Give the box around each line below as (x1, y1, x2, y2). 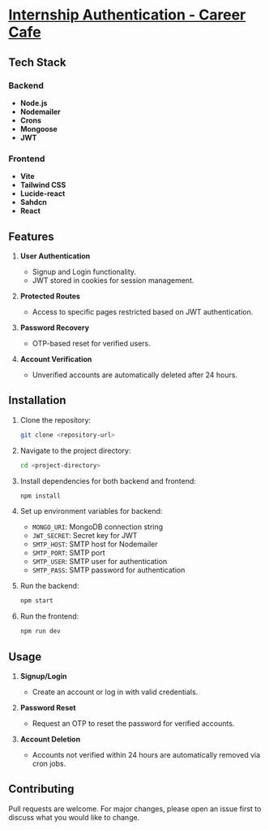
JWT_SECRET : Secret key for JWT (32, 531, 138, 541)
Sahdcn (19, 198, 47, 207)
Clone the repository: (19, 415, 92, 424)
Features (8, 229, 54, 243)
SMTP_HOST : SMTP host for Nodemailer (32, 539, 158, 550)
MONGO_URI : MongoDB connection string (32, 522, 164, 532)
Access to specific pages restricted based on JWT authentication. (32, 306, 254, 316)
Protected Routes (19, 291, 81, 301)
